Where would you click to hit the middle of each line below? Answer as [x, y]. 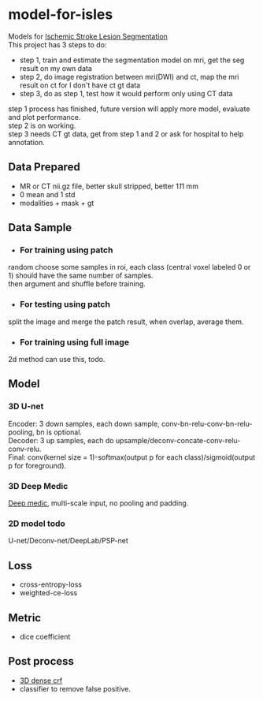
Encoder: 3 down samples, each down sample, [84, 423]
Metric [25, 618]
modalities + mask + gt [57, 203]
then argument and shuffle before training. [77, 284]
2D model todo [37, 524]
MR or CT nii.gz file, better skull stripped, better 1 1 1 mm [109, 186]
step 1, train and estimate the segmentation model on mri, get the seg [132, 60]
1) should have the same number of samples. [81, 276]
